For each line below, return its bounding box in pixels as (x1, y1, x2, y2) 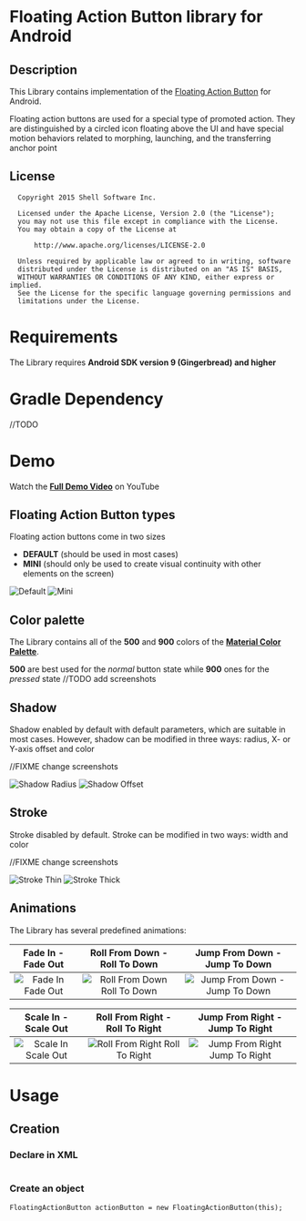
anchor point (9, 143, 57, 153)
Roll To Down (99, 958, 158, 971)
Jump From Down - (195, 946, 282, 959)
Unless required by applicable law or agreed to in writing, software (17, 257, 291, 266)
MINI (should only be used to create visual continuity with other (22, 558, 261, 570)
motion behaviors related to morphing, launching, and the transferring (9, 133, 271, 143)
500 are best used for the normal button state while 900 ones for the (9, 664, 270, 675)
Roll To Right (106, 1022, 162, 1034)
